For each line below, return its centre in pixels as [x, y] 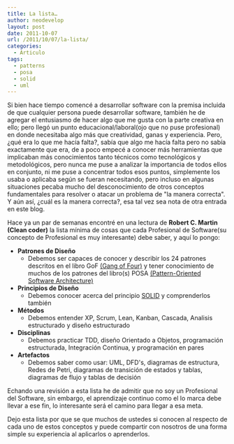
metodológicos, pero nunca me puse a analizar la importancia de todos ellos [117, 164]
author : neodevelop [36, 20]
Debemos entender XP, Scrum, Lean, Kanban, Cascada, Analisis [120, 318]
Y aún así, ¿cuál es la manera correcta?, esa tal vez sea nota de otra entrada [117, 202]
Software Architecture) [60, 281]
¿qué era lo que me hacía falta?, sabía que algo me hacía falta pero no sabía [117, 142]
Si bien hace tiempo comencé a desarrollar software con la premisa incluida [116, 105]
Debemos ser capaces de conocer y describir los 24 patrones [117, 259]
